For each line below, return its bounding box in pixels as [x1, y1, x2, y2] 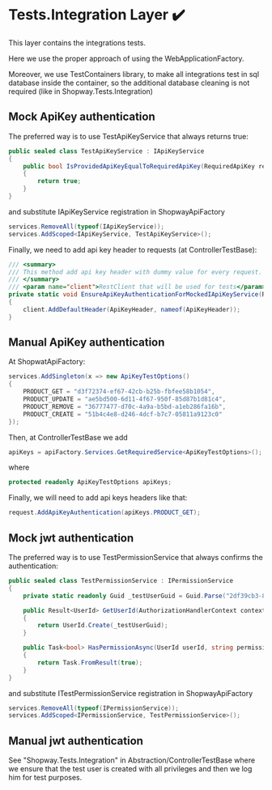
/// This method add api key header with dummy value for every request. [8, 268, 263, 276]
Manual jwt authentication [8, 733, 144, 748]
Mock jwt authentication [8, 531, 134, 545]
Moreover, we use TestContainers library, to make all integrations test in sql [8, 69, 260, 79]
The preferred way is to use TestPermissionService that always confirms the [8, 553, 263, 562]
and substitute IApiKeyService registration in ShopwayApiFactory [8, 206, 225, 216]
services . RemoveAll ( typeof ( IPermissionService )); [8, 704, 180, 712]
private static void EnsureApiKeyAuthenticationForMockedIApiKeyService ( [8, 291, 263, 299]
